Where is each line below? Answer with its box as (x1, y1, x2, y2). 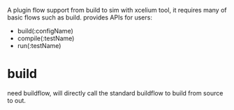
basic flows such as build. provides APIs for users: (7, 13, 152, 22)
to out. (7, 96, 27, 104)
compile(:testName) (17, 34, 75, 42)
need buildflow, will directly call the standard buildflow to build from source (7, 88, 224, 97)
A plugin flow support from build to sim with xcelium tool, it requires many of (7, 6, 227, 14)
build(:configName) (17, 27, 73, 35)
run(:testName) (17, 42, 61, 49)
